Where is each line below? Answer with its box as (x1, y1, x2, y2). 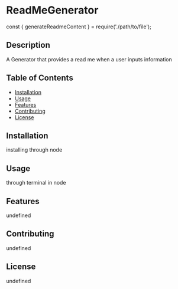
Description (6, 40, 50, 50)
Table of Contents (6, 73, 74, 83)
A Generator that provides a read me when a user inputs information (6, 55, 173, 63)
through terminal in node (6, 179, 66, 186)
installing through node (6, 146, 63, 153)
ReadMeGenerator (6, 4, 99, 17)
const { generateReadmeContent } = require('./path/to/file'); (6, 23, 152, 30)
